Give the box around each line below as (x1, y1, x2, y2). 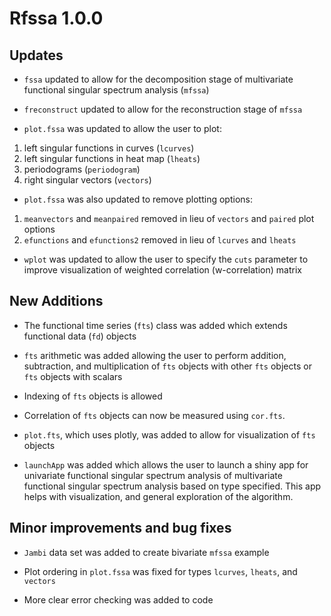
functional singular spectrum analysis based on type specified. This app (23, 480, 322, 492)
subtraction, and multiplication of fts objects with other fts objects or (23, 360, 312, 372)
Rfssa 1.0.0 (9, 7, 104, 30)
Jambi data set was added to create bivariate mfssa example (23, 546, 270, 558)
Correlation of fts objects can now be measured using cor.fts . (23, 409, 286, 421)
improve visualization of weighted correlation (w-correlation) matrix (23, 264, 302, 276)
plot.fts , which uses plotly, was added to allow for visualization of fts (23, 428, 316, 441)
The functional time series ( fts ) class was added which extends (23, 319, 288, 331)
